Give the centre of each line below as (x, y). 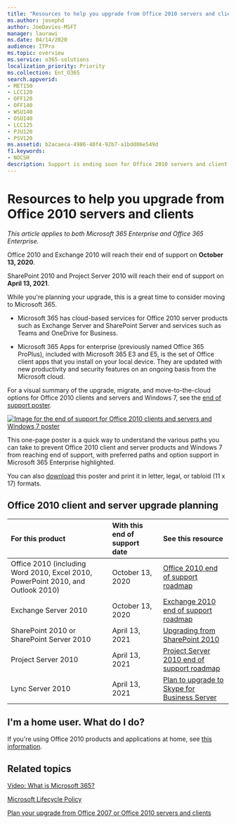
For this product (38, 538)
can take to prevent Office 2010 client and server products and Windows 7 (115, 447)
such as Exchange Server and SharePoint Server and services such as (119, 325)
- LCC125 (20, 125)
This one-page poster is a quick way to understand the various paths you (113, 440)
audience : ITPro (31, 46)
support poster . (29, 405)
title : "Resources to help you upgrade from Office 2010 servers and (111, 14)
